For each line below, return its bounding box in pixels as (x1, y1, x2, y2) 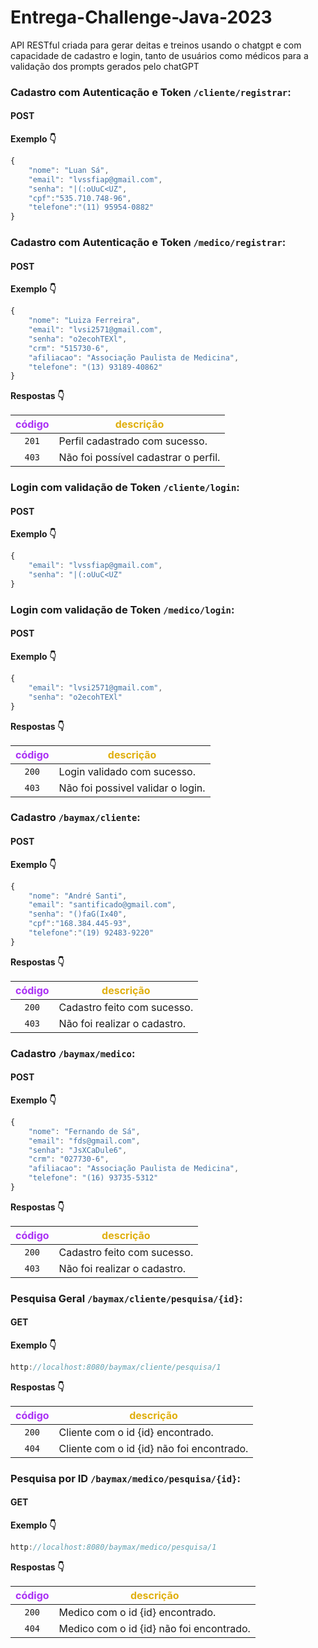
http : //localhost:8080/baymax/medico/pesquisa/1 (10, 1542, 217, 1553)
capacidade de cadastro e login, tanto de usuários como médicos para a (10, 49, 309, 61)
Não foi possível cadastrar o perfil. (58, 451, 221, 465)
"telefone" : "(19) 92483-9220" (28, 928, 155, 938)
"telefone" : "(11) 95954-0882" (28, 202, 155, 213)
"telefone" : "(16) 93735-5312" (28, 1173, 159, 1183)
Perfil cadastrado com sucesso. (58, 434, 208, 448)
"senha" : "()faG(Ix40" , (28, 909, 128, 920)
